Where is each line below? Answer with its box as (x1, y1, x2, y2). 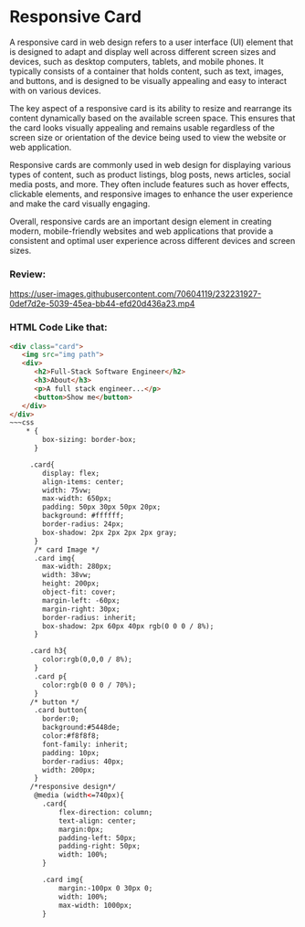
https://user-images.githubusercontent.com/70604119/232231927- (9, 289, 262, 300)
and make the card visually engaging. (9, 198, 151, 209)
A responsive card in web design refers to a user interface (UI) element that (9, 37, 294, 47)
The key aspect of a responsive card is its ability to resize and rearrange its (9, 102, 292, 113)
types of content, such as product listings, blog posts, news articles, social (9, 169, 290, 180)
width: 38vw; (42, 571, 92, 580)
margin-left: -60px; (42, 595, 121, 605)
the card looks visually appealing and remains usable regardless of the (9, 121, 276, 133)
